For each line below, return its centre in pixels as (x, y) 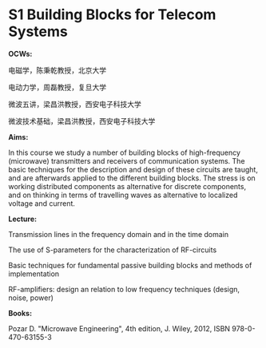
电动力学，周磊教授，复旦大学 (57, 87)
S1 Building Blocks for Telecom (112, 15)
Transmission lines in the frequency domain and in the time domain (119, 234)
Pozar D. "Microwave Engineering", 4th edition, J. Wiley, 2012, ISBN (119, 328)
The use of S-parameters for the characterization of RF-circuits (113, 250)
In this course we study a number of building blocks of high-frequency (125, 152)
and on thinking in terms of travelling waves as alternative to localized (123, 195)
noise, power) (31, 298)
